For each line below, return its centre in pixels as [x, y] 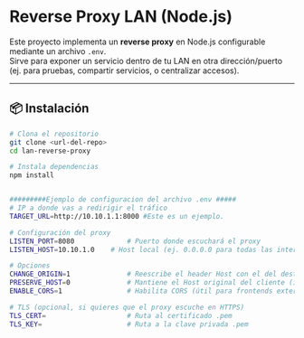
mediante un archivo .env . [58, 51]
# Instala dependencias [54, 167]
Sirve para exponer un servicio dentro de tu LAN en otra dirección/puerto [146, 61]
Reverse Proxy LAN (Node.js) [121, 17]
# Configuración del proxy [60, 232]
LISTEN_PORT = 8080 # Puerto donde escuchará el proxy [135, 241]
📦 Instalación [49, 109]
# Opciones [30, 266]
